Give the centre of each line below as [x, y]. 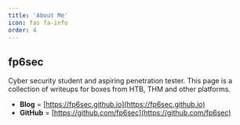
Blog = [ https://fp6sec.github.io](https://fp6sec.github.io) [112, 105]
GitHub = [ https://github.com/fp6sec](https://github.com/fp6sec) [125, 113]
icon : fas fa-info [38, 23]
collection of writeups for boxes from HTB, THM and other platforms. [120, 89]
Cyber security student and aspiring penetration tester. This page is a [120, 81]
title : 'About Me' [38, 15]
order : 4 [22, 30]
